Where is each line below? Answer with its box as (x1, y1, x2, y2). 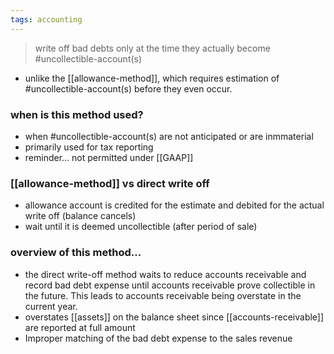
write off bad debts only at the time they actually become (34, 42, 271, 54)
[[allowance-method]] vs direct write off (10, 176, 210, 190)
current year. (24, 300, 78, 312)
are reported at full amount (24, 321, 136, 333)
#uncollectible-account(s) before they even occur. (24, 82, 233, 95)
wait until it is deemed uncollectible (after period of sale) (24, 221, 258, 233)
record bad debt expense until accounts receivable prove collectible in (24, 279, 316, 291)
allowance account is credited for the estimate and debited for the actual (24, 199, 325, 211)
